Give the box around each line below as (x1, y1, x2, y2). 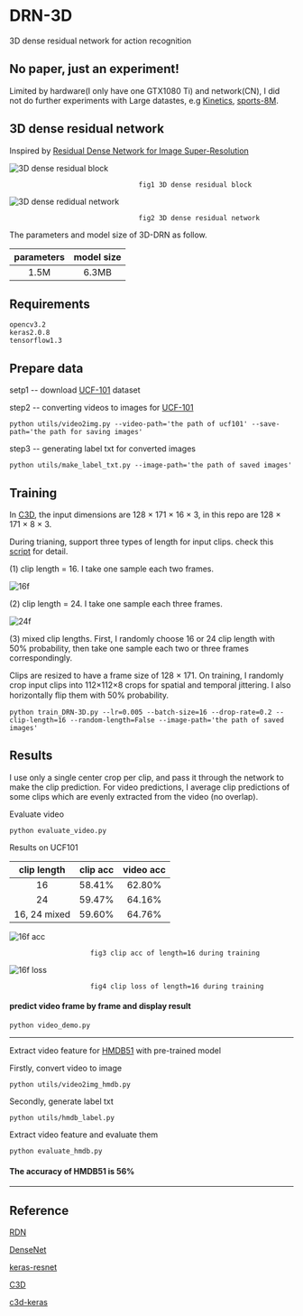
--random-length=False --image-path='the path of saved (69, 716, 284, 725)
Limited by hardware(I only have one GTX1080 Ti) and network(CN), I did (9, 85, 280, 96)
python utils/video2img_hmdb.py (9, 1080, 131, 1089)
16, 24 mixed (14, 908, 70, 921)
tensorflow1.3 (9, 336, 63, 346)
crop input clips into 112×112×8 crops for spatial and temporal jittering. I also (9, 680, 291, 690)
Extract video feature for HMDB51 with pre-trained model (9, 1045, 222, 1056)
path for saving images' (49, 428, 143, 437)
